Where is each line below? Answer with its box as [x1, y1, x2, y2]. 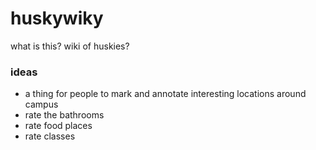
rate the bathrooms [24, 109, 105, 121]
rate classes [24, 130, 76, 142]
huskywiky [10, 7, 104, 30]
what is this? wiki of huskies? [10, 40, 130, 52]
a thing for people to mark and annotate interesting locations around [24, 88, 307, 100]
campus [24, 98, 59, 111]
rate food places [24, 120, 93, 132]
